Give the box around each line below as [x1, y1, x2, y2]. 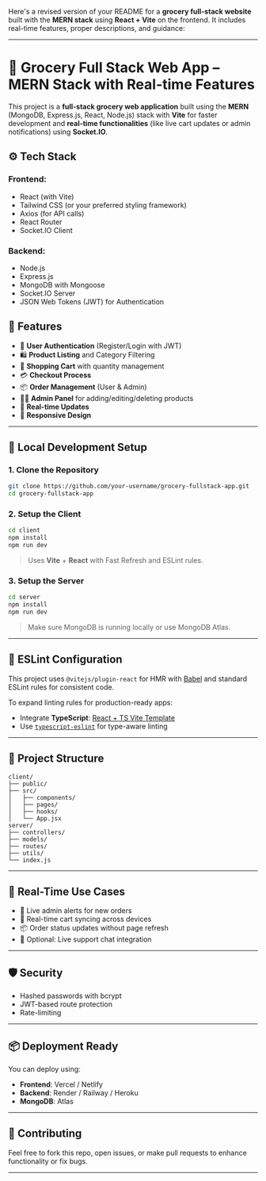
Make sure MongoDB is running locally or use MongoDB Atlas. [27, 622, 231, 633]
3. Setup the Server [8, 575, 85, 587]
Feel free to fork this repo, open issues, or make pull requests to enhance [8, 1148, 247, 1157]
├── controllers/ [8, 828, 66, 836]
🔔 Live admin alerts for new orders [19, 906, 132, 915]
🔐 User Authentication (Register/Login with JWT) [19, 341, 182, 350]
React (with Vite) [19, 192, 74, 201]
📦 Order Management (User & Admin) [19, 382, 148, 392]
